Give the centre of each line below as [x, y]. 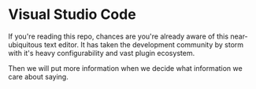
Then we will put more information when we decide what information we [125, 68]
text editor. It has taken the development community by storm [144, 44]
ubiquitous [25, 44]
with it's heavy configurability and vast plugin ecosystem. [102, 53]
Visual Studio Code [72, 15]
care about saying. [38, 76]
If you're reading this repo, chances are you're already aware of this [119, 36]
